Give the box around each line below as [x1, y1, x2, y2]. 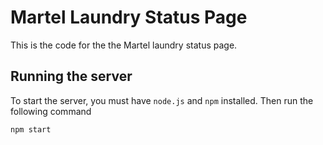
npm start [10, 124, 52, 135]
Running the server [10, 68, 133, 85]
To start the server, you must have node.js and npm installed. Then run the [10, 94, 314, 106]
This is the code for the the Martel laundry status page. [10, 39, 238, 51]
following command [10, 105, 92, 117]
